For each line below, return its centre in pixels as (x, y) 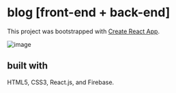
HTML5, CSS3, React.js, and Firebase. (61, 82)
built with (28, 66)
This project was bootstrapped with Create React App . (84, 31)
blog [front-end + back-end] (89, 13)
